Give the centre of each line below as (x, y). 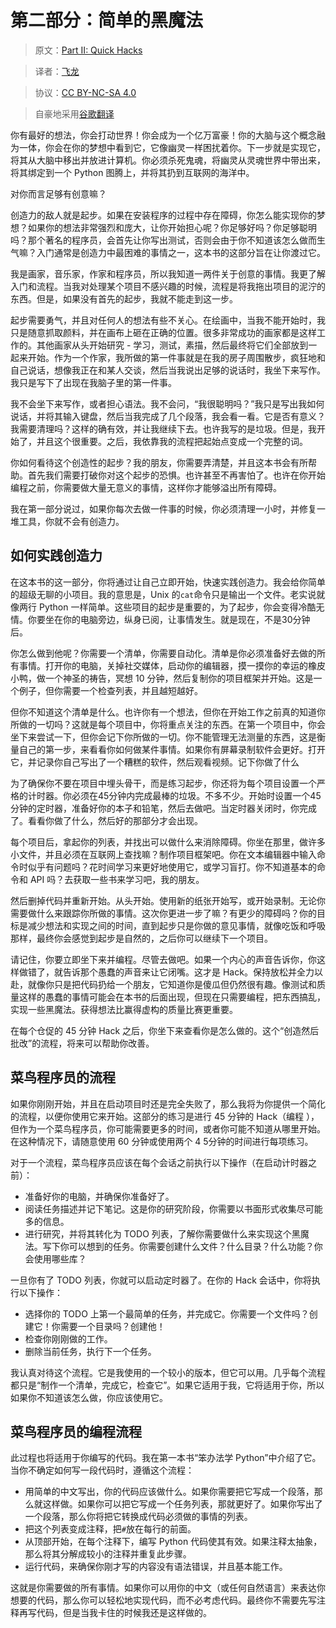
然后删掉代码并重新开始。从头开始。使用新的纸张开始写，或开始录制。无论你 (168, 900)
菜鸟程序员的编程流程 (76, 1431)
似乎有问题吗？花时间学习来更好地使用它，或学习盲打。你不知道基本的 (172, 867)
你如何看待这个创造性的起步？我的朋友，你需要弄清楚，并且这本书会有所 (159, 462)
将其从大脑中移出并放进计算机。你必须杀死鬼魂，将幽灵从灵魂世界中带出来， (168, 160)
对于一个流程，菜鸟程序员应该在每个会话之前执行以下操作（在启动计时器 (159, 1162)
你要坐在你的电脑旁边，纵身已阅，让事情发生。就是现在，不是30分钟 (169, 619)
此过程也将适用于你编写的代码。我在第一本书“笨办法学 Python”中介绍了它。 (166, 1458)
